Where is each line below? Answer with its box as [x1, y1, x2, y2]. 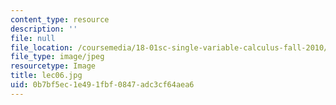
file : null [10, 33, 56, 43]
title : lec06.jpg [10, 71, 83, 81]
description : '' [10, 24, 78, 34]
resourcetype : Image [10, 61, 97, 71]
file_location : [10, 42, 74, 53]
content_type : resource [10, 14, 110, 25]
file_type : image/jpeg [10, 52, 105, 62]
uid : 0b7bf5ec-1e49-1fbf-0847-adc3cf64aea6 [10, 80, 195, 90]
